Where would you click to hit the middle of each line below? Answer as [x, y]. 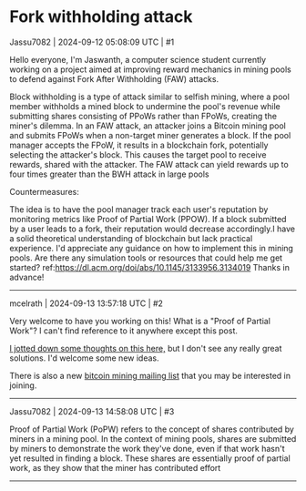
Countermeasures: [44, 191]
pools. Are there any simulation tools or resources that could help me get [146, 258]
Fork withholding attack [101, 17]
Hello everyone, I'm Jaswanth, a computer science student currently [138, 59]
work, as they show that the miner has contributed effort [115, 467]
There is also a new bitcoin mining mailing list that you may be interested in [150, 375]
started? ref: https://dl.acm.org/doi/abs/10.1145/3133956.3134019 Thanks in [149, 267]
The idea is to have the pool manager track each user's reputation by [139, 209]
